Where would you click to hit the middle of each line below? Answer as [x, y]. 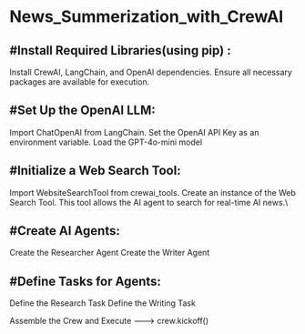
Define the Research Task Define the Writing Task [102, 303]
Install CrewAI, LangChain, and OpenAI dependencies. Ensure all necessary [151, 72]
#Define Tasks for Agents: [86, 281]
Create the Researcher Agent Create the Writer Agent [110, 253]
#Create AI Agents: [65, 231]
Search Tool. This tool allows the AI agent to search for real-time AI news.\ [149, 202]
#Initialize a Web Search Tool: [95, 171]
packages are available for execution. [80, 82]
